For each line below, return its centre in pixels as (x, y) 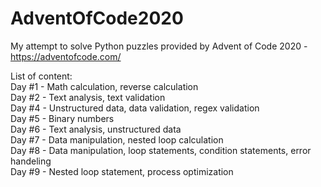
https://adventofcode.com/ (66, 56)
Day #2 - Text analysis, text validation (88, 97)
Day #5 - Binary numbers (62, 118)
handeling (31, 161)
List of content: (41, 76)
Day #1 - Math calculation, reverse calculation (104, 86)
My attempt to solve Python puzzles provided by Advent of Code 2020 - (159, 46)
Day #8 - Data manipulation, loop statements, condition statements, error (161, 150)
